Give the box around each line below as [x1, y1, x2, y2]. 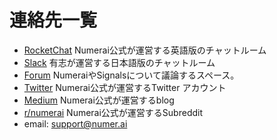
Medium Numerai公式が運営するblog [23, 94, 175, 106]
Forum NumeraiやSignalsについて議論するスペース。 [23, 69, 240, 81]
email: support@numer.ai [23, 117, 128, 130]
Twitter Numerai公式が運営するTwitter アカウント [23, 81, 227, 93]
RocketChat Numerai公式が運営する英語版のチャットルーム [23, 44, 267, 56]
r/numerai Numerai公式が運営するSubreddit [23, 106, 204, 118]
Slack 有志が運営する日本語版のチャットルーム [23, 56, 216, 68]
